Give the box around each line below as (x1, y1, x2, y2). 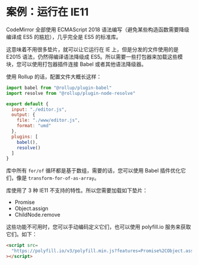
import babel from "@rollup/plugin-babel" (6, 85, 112, 91)
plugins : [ (11, 134, 38, 140)
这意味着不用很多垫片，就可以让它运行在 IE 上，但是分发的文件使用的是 (6, 45, 179, 53)
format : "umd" (16, 123, 51, 129)
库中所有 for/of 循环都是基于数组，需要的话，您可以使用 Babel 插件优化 (6, 167, 181, 174)
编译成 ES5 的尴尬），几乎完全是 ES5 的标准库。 (6, 33, 122, 40)
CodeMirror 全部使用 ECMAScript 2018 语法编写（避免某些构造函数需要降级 (6, 26, 190, 33)
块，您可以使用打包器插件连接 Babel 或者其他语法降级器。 (6, 60, 147, 68)
